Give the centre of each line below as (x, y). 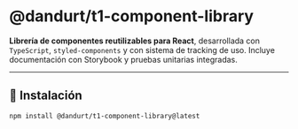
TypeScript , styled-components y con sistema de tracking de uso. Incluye (142, 49)
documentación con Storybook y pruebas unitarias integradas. (123, 59)
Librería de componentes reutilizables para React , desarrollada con (134, 41)
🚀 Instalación (46, 96)
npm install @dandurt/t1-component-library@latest (105, 116)
